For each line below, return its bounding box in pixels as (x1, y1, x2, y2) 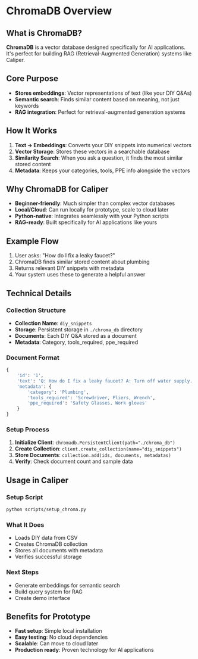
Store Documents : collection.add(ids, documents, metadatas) (14, 452, 171, 459)
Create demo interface (14, 594, 70, 601)
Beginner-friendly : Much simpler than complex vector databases (14, 200, 175, 207)
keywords (14, 102, 39, 109)
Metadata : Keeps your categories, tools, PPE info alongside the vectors (14, 167, 190, 174)
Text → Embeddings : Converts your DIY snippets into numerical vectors (14, 141, 192, 148)
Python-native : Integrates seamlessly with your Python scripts (14, 213, 169, 220)
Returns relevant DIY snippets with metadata (14, 265, 124, 272)
